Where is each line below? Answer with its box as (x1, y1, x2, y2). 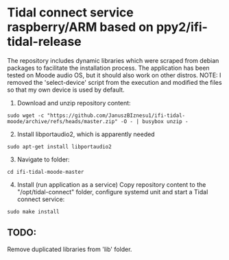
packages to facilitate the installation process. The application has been (7, 64, 210, 72)
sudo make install (7, 208, 60, 215)
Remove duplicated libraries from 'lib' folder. (7, 245, 132, 253)
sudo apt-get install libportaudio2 (7, 143, 112, 150)
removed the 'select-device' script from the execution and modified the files (7, 78, 222, 86)
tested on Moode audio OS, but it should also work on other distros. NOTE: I (7, 70, 221, 79)
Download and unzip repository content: (16, 99, 132, 107)
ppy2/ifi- (156, 19, 208, 35)
